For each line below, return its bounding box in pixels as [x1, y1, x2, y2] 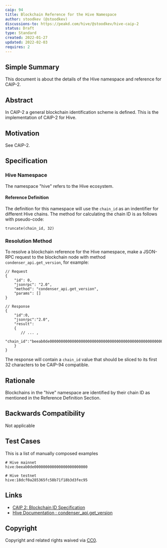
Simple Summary [5, 63, 60, 71]
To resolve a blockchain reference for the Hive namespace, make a [5, 249, 143, 255]
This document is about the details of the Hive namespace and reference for [5, 76, 162, 82]
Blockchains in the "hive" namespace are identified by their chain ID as [5, 390, 150, 396]
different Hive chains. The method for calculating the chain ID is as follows [5, 211, 158, 217]
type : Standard [5, 30, 37, 35]
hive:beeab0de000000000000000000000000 [5, 464, 88, 470]
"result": [14, 322, 35, 327]
